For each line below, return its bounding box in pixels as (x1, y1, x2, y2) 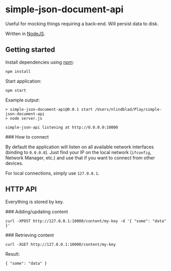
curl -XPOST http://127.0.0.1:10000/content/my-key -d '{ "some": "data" (5, 218, 167, 224)
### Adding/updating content (5, 208, 68, 215)
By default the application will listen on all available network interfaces (5, 144, 154, 150)
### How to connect (5, 133, 49, 140)
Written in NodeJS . (5, 30, 45, 36)
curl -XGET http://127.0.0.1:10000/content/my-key (5, 242, 116, 247)
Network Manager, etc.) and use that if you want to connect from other (5, 154, 155, 161)
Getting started (5, 45, 55, 54)
